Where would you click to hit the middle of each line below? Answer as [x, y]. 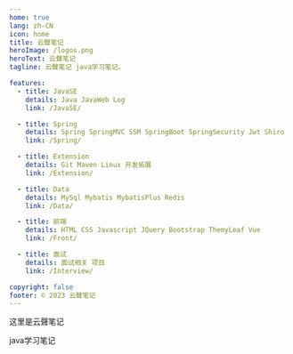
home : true [29, 17]
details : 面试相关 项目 [65, 262]
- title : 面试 [42, 254]
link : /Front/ [51, 238]
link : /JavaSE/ [53, 108]
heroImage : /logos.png [51, 51]
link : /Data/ [49, 205]
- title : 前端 [42, 222]
